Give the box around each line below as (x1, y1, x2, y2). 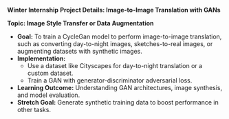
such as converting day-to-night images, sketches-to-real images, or (17, 40, 213, 47)
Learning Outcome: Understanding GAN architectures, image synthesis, (17, 84, 223, 91)
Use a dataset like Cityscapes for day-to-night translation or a (27, 62, 203, 69)
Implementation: (17, 54, 66, 63)
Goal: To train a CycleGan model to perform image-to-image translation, (17, 32, 222, 41)
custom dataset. (27, 69, 74, 77)
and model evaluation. (17, 91, 80, 99)
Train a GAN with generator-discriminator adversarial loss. (27, 76, 193, 85)
